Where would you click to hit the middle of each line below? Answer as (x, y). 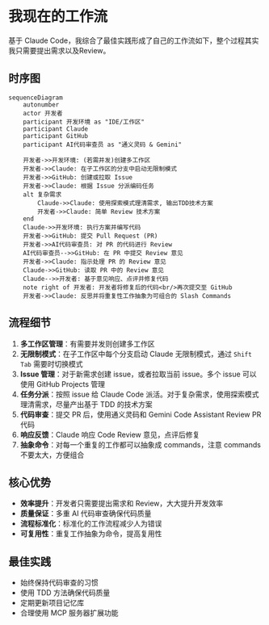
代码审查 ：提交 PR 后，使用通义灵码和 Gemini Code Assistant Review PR (141, 414)
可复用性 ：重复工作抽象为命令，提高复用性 (91, 534)
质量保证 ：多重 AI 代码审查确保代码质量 (86, 514)
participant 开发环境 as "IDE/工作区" (84, 122)
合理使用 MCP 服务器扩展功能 (69, 613)
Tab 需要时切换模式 (51, 363)
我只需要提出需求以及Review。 (59, 50)
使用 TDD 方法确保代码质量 (65, 593)
